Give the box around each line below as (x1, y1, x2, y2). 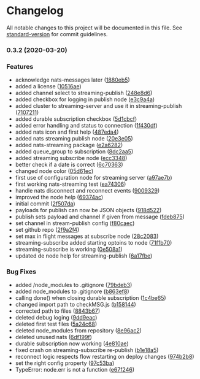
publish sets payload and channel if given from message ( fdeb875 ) (15, 213, 185, 221)
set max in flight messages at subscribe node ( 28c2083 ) (15, 232, 159, 240)
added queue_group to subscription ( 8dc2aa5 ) (15, 148, 134, 155)
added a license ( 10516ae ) (15, 83, 82, 90)
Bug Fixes (6, 267, 37, 276)
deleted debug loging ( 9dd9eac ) (15, 314, 98, 321)
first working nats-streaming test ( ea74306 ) (15, 180, 126, 188)
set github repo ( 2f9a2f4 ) (15, 226, 80, 234)
